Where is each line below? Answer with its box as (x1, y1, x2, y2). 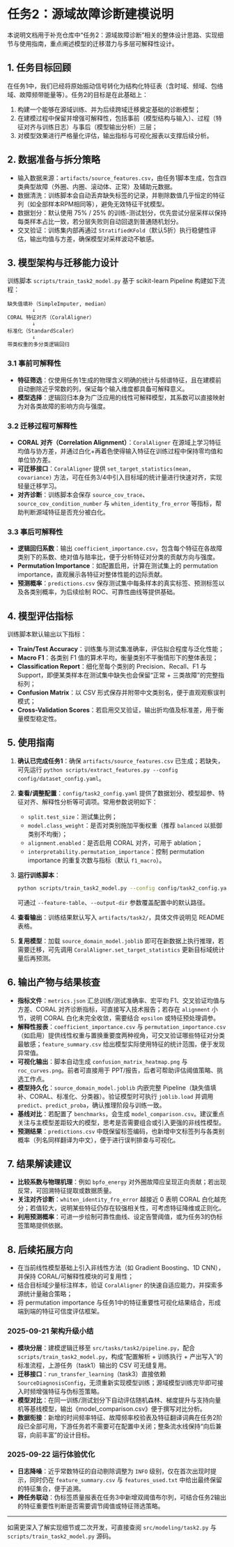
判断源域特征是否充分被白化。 (23, 508, 109, 516)
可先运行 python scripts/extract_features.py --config (17, 765, 178, 774)
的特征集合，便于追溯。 (17, 1484, 85, 1493)
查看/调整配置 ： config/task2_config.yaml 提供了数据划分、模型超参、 (17, 788, 219, 797)
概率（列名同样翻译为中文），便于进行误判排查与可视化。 (17, 1136, 180, 1144)
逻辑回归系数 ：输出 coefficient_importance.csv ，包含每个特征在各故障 (17, 544, 223, 553)
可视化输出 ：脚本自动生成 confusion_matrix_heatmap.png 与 (17, 1057, 188, 1065)
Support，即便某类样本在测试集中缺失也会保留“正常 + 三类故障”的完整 (17, 671, 219, 680)
